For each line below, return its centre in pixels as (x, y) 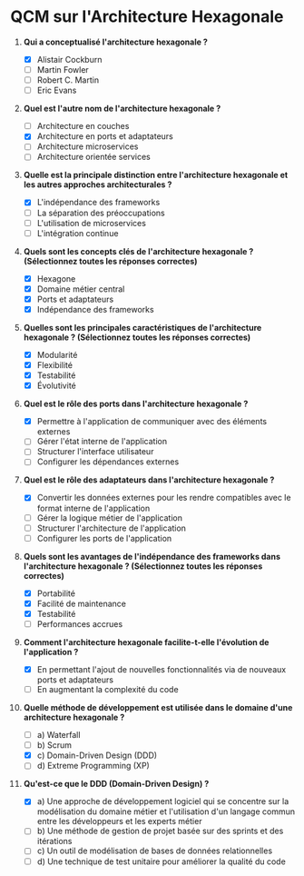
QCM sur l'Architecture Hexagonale (147, 17)
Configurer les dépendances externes (108, 462)
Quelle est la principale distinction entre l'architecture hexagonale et (156, 175)
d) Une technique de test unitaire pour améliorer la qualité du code (162, 861)
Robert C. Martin (68, 80)
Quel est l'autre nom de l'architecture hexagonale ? (122, 109)
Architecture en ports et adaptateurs (105, 136)
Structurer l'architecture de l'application (112, 528)
